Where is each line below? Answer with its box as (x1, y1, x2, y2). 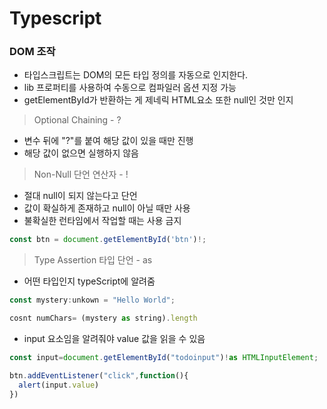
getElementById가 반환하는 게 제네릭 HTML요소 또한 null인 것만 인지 (23, 94, 294, 106)
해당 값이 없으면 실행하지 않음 (23, 147, 139, 159)
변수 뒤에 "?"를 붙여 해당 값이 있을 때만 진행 (23, 135, 194, 147)
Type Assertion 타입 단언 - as (33, 254, 153, 266)
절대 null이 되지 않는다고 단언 (23, 190, 138, 202)
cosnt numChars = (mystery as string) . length (9, 313, 198, 324)
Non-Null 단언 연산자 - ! (33, 168, 129, 181)
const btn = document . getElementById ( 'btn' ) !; (9, 235, 207, 245)
